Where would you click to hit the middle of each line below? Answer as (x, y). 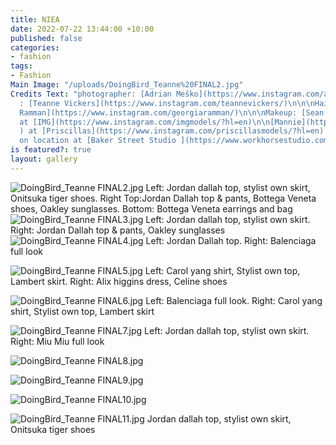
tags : (21, 66)
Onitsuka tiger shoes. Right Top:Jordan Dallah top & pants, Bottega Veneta (163, 198)
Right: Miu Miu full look (57, 341)
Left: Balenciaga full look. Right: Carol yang (234, 300)
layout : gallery (44, 159)
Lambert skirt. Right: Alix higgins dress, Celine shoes (119, 281)
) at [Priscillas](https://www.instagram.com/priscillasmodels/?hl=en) (172, 131)
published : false (46, 38)
